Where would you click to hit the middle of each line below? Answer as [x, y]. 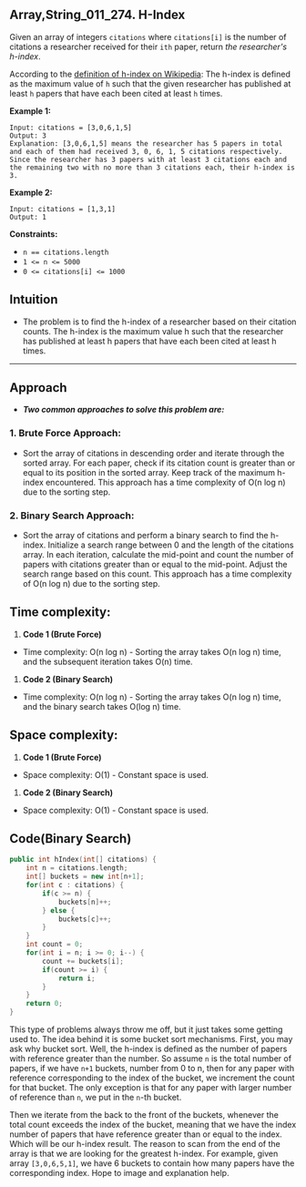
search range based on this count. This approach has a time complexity [157, 574]
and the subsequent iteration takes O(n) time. [107, 661]
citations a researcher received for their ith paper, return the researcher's [148, 46]
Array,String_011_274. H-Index [97, 15]
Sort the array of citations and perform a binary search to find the [145, 536]
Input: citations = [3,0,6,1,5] [71, 128]
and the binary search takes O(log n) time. [102, 706]
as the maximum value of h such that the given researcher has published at [150, 83]
